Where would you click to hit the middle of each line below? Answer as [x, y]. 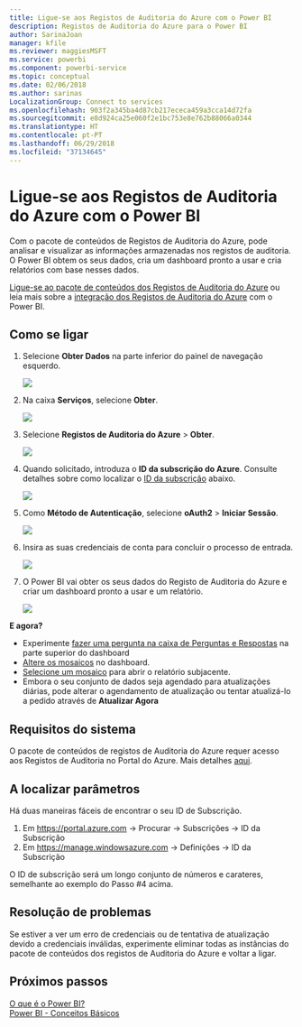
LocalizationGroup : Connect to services [87, 102]
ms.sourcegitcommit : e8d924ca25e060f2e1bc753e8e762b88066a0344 [131, 118]
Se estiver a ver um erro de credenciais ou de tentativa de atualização [139, 934]
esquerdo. [41, 365]
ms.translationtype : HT [54, 127]
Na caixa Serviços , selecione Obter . [90, 400]
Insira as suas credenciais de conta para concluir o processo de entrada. [158, 548]
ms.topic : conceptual [50, 77]
